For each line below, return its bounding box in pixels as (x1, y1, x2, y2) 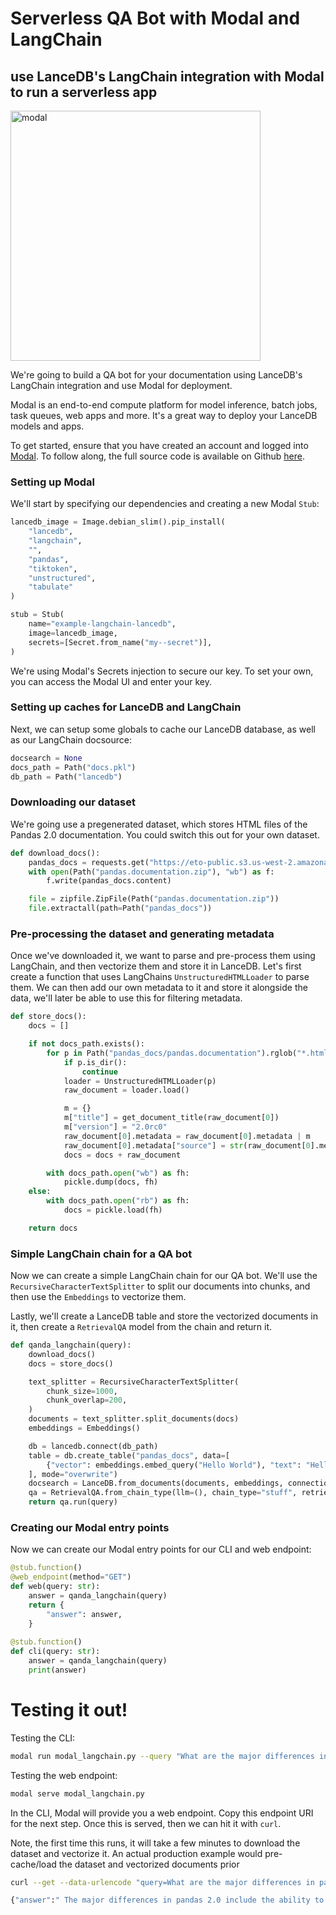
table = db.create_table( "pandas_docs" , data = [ (28, 1450, 230, 1461)
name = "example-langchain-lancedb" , (28, 619, 177, 629)
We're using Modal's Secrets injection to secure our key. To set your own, (10, 665, 314, 677)
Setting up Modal (10, 475, 95, 489)
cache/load (10, 1858, 57, 1870)
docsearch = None (10, 753, 83, 763)
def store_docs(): (10, 1012, 87, 1022)
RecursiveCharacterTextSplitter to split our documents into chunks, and (10, 1280, 311, 1292)
